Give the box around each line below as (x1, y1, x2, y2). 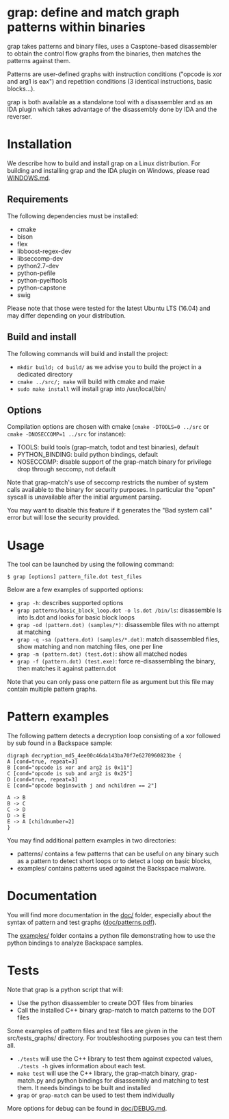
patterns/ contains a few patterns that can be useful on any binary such (16, 849, 219, 858)
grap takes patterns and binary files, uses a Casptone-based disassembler (7, 42, 217, 50)
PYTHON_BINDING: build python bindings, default (16, 451, 159, 459)
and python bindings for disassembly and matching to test (44, 1076, 209, 1085)
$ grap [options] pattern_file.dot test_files (7, 574, 142, 580)
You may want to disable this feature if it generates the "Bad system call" (7, 506, 213, 515)
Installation (7, 137, 72, 152)
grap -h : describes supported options (16, 599, 124, 607)
